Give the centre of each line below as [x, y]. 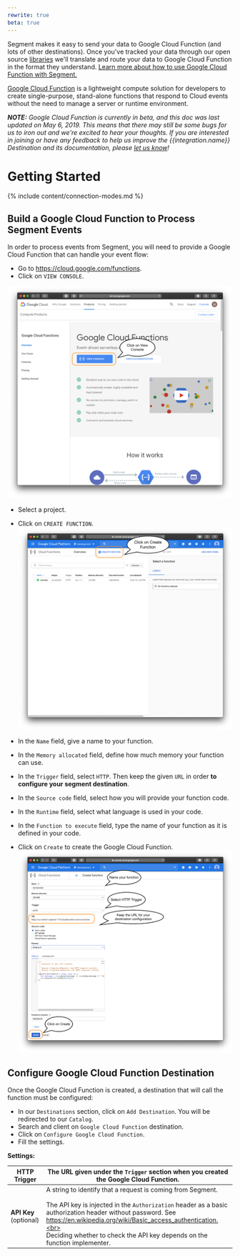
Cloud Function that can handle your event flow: [78, 254]
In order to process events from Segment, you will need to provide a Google [119, 247]
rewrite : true [29, 15]
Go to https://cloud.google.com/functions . [80, 269]
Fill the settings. [41, 1142]
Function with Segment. [42, 74]
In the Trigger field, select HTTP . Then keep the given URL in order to [117, 776]
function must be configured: [50, 1098]
